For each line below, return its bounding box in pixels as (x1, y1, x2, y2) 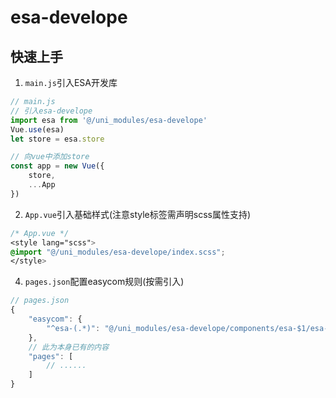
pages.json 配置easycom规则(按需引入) (24, 276, 185, 288)
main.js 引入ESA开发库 (24, 77, 118, 88)
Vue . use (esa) (10, 124, 65, 135)
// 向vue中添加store (10, 152, 90, 162)
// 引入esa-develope (10, 106, 93, 116)
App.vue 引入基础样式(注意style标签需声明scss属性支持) (24, 208, 252, 220)
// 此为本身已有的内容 (28, 342, 110, 352)
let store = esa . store (10, 134, 105, 144)
